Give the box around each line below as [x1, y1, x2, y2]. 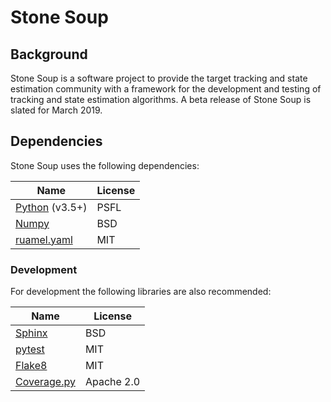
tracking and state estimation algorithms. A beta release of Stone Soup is [10, 94, 312, 105]
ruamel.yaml [15, 232, 73, 246]
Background [10, 46, 88, 63]
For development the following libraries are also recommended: [10, 286, 272, 298]
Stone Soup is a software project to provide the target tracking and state [10, 72, 308, 84]
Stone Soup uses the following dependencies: [10, 159, 200, 171]
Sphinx [15, 326, 48, 340]
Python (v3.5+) [15, 200, 88, 214]
